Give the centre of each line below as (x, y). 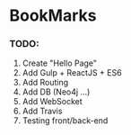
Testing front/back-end (65, 121)
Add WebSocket (52, 102)
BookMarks (53, 16)
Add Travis (42, 111)
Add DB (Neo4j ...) (56, 92)
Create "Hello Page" (59, 63)
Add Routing (45, 83)
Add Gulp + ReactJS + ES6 (72, 73)
